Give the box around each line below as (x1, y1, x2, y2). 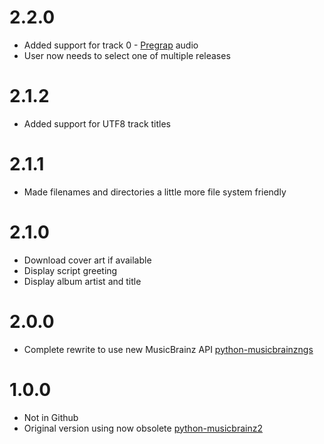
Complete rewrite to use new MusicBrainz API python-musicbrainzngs (23, 343, 314, 355)
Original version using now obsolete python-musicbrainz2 (23, 422, 263, 434)
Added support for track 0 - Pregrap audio (23, 39, 199, 51)
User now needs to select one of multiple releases (23, 49, 231, 61)
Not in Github (23, 411, 79, 423)
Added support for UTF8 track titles (23, 117, 172, 130)
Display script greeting (23, 264, 118, 276)
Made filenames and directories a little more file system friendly (23, 186, 287, 198)
